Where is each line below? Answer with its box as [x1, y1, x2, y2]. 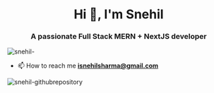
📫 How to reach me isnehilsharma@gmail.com [17, 61, 159, 70]
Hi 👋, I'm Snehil [73, 6, 164, 23]
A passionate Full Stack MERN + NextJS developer [30, 32, 207, 42]
